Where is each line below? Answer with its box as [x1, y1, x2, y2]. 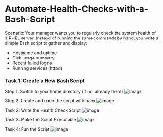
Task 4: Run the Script [5, 126, 50, 132]
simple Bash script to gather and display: [5, 40, 87, 46]
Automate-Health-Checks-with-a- [5, 3, 148, 15]
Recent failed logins [12, 60, 52, 66]
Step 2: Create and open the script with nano [5, 98, 96, 104]
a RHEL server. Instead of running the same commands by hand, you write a [5, 35, 159, 41]
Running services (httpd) [12, 65, 63, 71]
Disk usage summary [12, 55, 55, 60]
